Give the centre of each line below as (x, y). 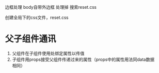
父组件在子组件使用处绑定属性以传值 (48, 53)
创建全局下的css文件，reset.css (37, 18)
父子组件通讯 (31, 39)
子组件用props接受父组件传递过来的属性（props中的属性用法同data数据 (83, 59)
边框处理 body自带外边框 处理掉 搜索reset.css (51, 7)
